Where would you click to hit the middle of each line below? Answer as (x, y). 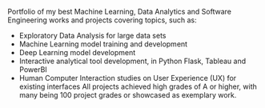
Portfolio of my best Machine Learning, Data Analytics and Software (119, 12)
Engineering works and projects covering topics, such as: (102, 20)
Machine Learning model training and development (103, 44)
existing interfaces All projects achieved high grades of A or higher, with (138, 86)
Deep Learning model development (77, 52)
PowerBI (33, 70)
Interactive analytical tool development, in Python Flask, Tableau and (132, 61)
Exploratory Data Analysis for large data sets (92, 36)
